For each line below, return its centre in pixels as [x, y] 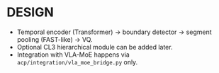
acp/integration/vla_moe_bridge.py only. [77, 62]
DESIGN [30, 12]
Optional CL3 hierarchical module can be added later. [95, 47]
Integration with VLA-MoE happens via [73, 55]
